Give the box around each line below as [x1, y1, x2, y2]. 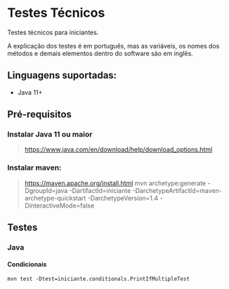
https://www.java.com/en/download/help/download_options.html [24, 145, 213, 154]
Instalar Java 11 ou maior [7, 130, 93, 140]
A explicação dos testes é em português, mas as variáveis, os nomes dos [7, 41, 220, 50]
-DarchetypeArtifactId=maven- [132, 186, 223, 194]
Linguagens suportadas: [7, 69, 117, 81]
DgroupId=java [24, 186, 68, 194]
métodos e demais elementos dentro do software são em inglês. [7, 49, 193, 58]
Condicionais [7, 260, 47, 268]
